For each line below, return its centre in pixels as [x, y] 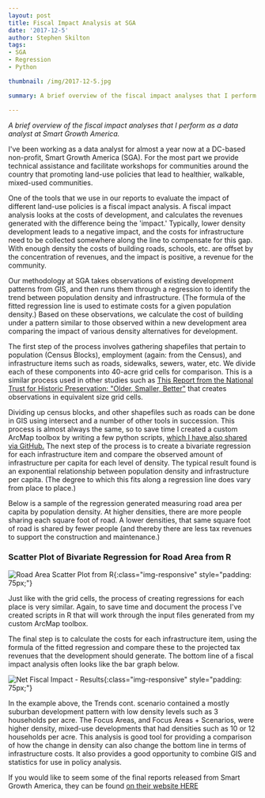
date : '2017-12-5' [38, 30]
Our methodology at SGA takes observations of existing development [121, 280]
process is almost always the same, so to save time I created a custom [123, 429]
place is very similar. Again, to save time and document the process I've [125, 606]
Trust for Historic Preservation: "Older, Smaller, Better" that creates [117, 388]
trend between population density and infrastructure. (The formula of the [127, 297]
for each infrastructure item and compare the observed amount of [115, 454]
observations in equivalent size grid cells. [76, 397]
